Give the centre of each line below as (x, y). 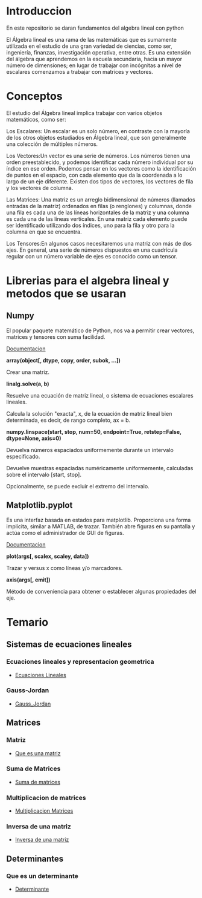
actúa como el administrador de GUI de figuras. (65, 533)
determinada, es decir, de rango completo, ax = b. (68, 420)
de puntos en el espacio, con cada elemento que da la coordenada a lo (94, 175)
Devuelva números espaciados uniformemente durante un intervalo (90, 450)
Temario (27, 622)
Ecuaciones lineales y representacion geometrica (80, 662)
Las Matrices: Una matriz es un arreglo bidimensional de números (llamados (101, 199)
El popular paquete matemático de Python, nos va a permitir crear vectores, (100, 330)
